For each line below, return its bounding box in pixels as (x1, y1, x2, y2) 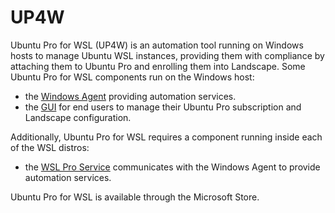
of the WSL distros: (10, 141, 90, 153)
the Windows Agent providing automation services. (24, 90, 237, 102)
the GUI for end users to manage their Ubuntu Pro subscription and (24, 101, 302, 113)
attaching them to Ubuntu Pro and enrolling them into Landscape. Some (10, 60, 306, 72)
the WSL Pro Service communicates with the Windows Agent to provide (24, 161, 321, 173)
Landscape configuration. (24, 111, 132, 123)
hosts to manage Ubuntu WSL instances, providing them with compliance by (10, 49, 325, 61)
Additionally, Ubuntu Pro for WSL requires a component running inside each (10, 131, 323, 143)
